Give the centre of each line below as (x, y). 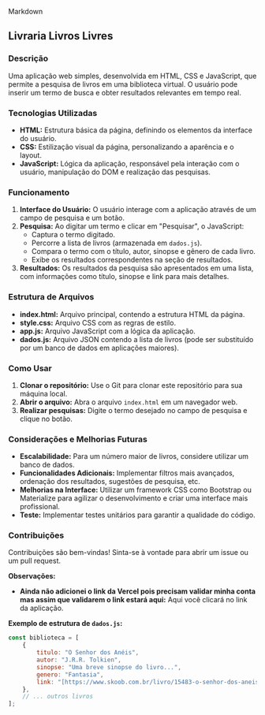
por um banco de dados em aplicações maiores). (99, 348)
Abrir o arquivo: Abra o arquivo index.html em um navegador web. (129, 402)
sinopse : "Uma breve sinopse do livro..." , (109, 667)
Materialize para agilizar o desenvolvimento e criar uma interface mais (134, 498)
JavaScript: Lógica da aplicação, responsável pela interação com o (129, 163)
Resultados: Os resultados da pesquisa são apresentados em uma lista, (136, 268)
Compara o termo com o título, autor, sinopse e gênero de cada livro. (144, 251)
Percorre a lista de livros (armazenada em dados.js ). (117, 243)
